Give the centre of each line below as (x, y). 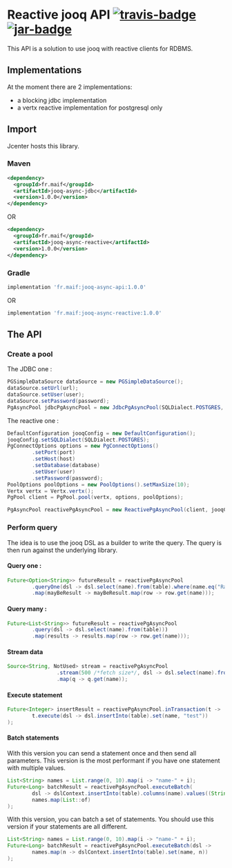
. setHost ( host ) (54, 459)
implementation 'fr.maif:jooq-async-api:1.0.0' (77, 287)
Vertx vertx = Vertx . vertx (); (51, 491)
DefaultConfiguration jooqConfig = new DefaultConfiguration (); (101, 433)
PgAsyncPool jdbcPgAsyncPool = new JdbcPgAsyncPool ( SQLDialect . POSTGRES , (116, 407)
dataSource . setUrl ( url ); (43, 388)
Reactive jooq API (59, 15)
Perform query (32, 528)
